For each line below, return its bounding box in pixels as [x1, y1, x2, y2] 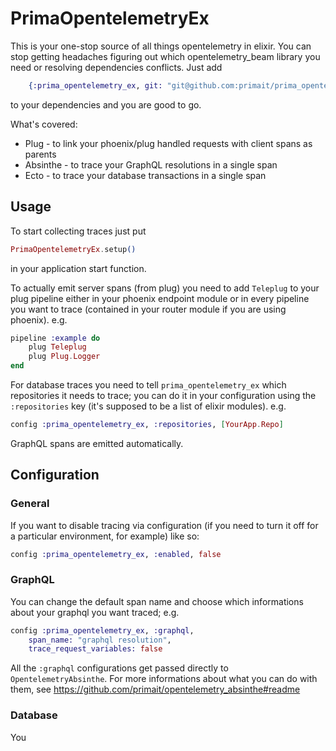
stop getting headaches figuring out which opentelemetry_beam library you [10, 50, 321, 62]
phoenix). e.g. [10, 313, 68, 326]
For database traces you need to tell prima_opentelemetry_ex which [10, 379, 287, 391]
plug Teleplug [28, 342, 87, 352]
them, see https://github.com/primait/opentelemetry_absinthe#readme [10, 683, 301, 696]
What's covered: [10, 118, 78, 130]
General [10, 497, 50, 511]
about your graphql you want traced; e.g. [10, 606, 180, 618]
